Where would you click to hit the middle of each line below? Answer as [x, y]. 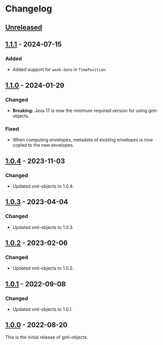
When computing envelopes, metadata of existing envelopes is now [83, 140]
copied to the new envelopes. [43, 145]
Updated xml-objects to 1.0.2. [43, 268]
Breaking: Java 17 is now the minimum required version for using [80, 110]
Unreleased [24, 27]
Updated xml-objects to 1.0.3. [43, 227]
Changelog [29, 9]
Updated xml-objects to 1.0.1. [43, 309]
